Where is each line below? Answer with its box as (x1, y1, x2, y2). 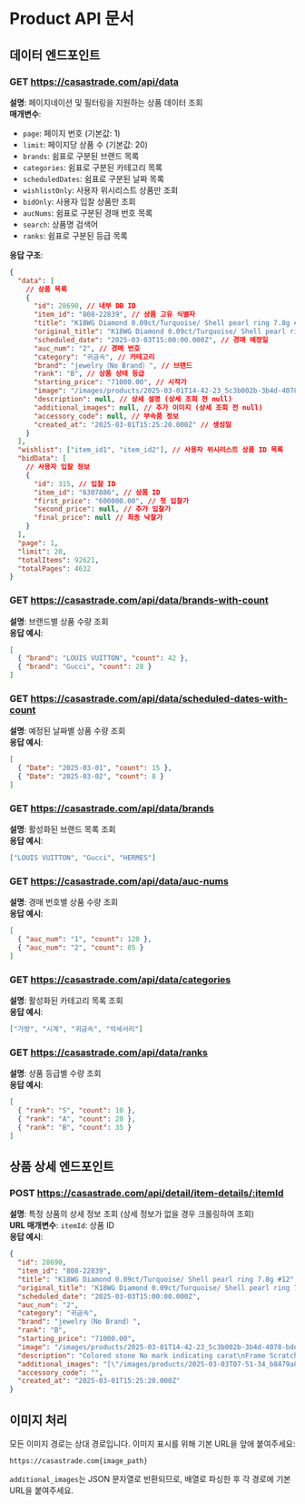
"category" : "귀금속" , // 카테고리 (33, 352, 155, 361)
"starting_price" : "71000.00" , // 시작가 (33, 378, 188, 387)
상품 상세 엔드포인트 (9, 1159, 114, 1174)
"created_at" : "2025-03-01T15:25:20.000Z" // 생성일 (33, 420, 231, 429)
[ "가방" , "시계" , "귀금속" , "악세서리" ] (9, 1025, 143, 1034)
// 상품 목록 (25, 284, 68, 294)
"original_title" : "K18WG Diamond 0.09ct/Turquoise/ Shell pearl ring (17, 1283, 290, 1293)
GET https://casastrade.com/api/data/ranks (9, 1046, 209, 1059)
